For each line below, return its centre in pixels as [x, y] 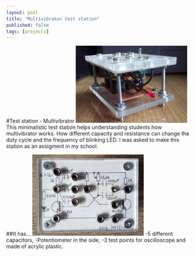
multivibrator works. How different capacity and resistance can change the [98, 134]
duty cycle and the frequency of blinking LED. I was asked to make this [93, 140]
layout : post [22, 12]
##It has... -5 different [89, 234]
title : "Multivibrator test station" [53, 19]
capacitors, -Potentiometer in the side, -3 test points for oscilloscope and [96, 240]
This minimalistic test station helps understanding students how [84, 127]
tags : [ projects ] [28, 31]
